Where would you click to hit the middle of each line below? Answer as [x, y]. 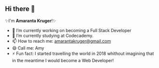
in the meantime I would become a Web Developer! [63, 60]
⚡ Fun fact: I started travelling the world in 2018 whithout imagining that [83, 53]
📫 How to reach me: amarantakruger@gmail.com [61, 41]
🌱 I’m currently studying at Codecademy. [53, 35]
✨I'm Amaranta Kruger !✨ [31, 20]
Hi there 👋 [20, 9]
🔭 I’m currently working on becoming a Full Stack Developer [72, 30]
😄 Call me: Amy [28, 48]
